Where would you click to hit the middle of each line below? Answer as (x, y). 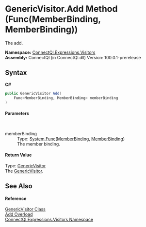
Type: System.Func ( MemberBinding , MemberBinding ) (71, 139)
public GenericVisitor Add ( (33, 93)
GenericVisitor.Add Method (61, 9)
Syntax (16, 73)
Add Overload (19, 214)
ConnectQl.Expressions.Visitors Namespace (49, 220)
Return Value (18, 155)
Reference (16, 198)
